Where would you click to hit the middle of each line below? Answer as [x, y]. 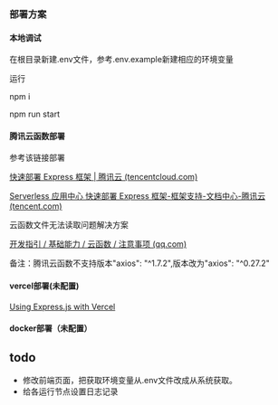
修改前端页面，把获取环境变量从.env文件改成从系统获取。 [129, 380]
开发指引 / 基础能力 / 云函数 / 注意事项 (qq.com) [98, 244]
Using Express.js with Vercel [62, 306]
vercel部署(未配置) [44, 286]
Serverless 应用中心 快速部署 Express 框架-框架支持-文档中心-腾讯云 [137, 196]
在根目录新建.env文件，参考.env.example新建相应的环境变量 [121, 60]
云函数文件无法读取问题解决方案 [69, 225]
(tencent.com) [36, 206]
